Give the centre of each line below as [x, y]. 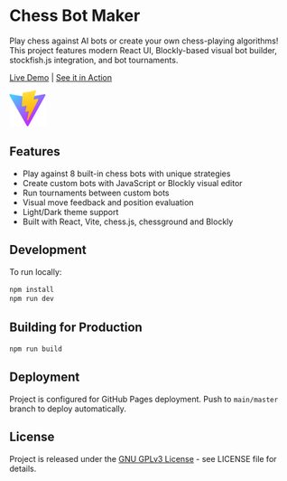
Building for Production [76, 327]
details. [23, 468]
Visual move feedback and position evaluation [108, 202]
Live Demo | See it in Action [61, 77]
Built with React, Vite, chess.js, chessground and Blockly [128, 222]
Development [48, 250]
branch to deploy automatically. [68, 409]
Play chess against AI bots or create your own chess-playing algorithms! [144, 41]
